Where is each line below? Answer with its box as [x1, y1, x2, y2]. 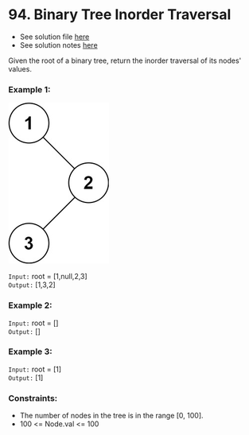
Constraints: [8, 392, 58, 403]
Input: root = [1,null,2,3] [8, 272, 88, 282]
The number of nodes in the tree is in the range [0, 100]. [19, 411, 204, 421]
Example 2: [8, 300, 53, 311]
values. [8, 64, 32, 73]
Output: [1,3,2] [8, 280, 56, 289]
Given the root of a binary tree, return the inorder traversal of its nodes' [8, 56, 242, 65]
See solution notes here [19, 40, 98, 49]
